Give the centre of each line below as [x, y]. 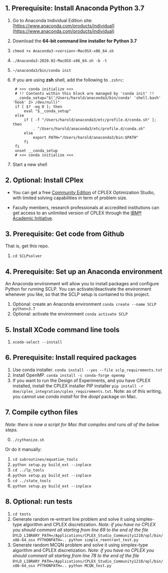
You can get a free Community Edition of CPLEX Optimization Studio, [84, 192]
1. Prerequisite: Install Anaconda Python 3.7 [75, 8]
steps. [12, 430]
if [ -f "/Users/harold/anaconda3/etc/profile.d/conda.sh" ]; [90, 120]
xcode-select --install [37, 342]
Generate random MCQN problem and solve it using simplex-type [80, 545]
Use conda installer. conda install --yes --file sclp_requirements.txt [88, 370]
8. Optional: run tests [39, 502]
